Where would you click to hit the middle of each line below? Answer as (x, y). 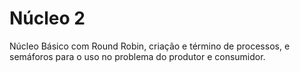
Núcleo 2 (47, 18)
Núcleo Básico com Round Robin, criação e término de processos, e (150, 46)
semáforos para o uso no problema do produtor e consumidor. (137, 56)
